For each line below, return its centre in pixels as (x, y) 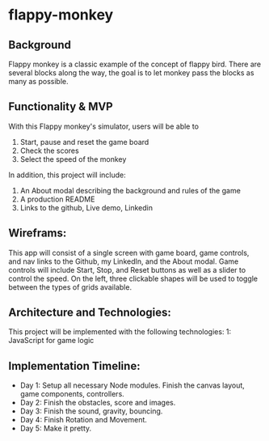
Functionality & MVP (61, 107)
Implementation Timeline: (74, 366)
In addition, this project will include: (67, 175)
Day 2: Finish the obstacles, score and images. (98, 403)
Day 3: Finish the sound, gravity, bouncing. (91, 411)
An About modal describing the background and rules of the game (130, 190)
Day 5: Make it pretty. (56, 428)
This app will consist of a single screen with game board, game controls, (129, 252)
